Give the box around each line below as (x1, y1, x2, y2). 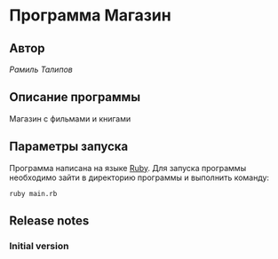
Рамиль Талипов (9, 64, 73, 75)
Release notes (9, 214, 90, 229)
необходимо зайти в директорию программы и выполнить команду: (9, 172, 269, 183)
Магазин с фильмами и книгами (9, 113, 131, 124)
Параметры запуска (9, 139, 129, 154)
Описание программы (9, 90, 140, 105)
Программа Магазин (9, 5, 171, 26)
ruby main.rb (9, 189, 58, 198)
